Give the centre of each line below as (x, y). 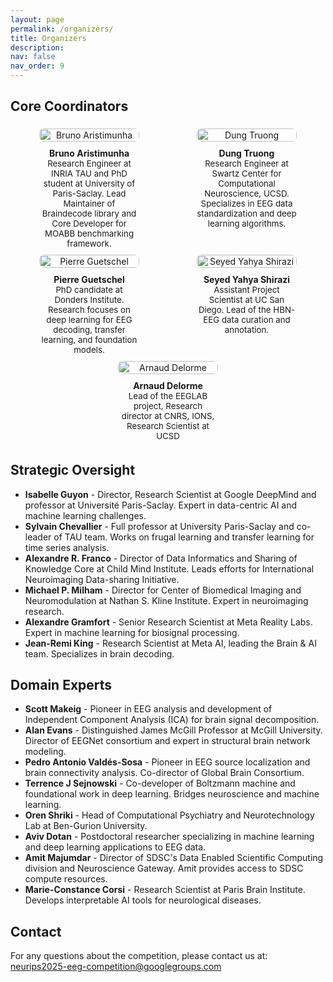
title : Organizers (48, 38)
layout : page (37, 19)
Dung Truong (246, 153)
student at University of (89, 183)
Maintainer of (89, 203)
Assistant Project (246, 289)
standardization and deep (246, 213)
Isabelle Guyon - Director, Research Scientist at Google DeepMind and (170, 494)
